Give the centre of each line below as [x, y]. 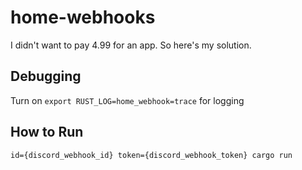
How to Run [47, 132]
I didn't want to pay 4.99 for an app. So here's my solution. [131, 45]
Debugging [46, 76]
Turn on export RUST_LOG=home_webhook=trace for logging [127, 100]
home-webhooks [83, 17]
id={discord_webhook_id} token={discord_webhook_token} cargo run [151, 155]
